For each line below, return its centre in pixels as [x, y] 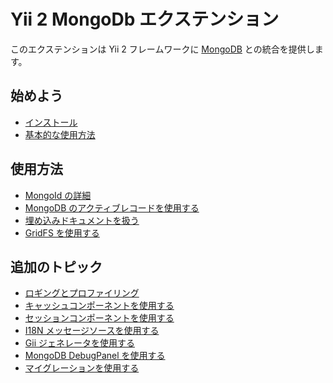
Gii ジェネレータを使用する [79, 343]
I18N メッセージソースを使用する [92, 331]
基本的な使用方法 [60, 134]
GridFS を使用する [62, 232]
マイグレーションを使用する [82, 368]
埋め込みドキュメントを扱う [82, 220]
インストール [51, 122]
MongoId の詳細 [58, 195]
